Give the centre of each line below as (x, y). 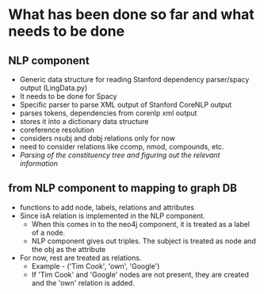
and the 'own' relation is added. (83, 283)
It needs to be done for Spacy (68, 96)
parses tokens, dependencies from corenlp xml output (108, 113)
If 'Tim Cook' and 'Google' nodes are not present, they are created (140, 274)
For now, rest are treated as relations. (80, 258)
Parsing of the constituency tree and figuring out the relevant (120, 155)
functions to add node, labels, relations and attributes (107, 207)
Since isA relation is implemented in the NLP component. (113, 216)
